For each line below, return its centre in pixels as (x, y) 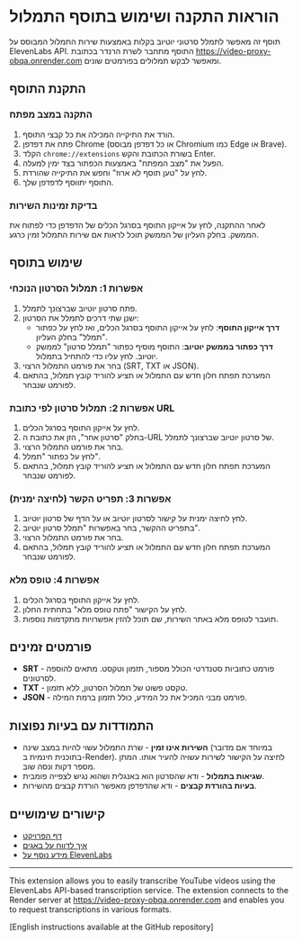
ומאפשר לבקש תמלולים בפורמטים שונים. (153, 60)
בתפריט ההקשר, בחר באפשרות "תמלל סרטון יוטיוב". (111, 528)
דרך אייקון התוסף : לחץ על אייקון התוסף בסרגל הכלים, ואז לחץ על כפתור (158, 327)
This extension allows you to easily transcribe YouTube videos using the (142, 881)
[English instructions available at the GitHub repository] (111, 927)
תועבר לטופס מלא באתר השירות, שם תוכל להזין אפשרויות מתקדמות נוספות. (150, 619)
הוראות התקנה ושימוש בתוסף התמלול (144, 17)
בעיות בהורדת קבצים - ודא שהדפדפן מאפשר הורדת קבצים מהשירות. (140, 786)
